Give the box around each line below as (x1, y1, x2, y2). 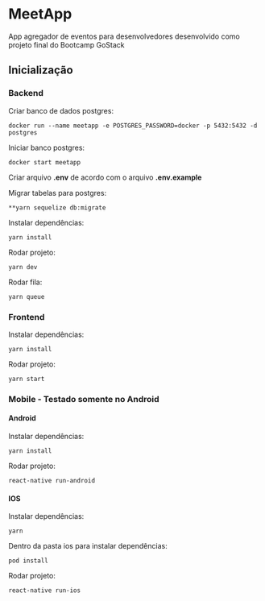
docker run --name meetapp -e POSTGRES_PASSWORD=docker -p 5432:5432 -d (8, 122, 258, 130)
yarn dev (8, 263, 38, 271)
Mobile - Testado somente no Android (8, 393, 159, 404)
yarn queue (8, 292, 45, 300)
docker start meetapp (8, 158, 81, 166)
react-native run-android (8, 477, 95, 485)
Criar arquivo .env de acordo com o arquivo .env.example (8, 172, 202, 182)
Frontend (8, 311, 45, 322)
